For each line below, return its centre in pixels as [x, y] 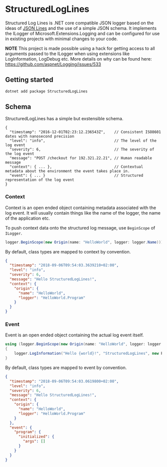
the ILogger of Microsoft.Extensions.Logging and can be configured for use [83, 33]
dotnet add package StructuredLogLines [46, 91]
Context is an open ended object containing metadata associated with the [81, 208]
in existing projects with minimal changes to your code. [62, 39]
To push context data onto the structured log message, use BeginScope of [80, 228]
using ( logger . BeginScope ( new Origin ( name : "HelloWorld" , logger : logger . [84, 344]
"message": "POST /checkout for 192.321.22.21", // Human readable [81, 158]
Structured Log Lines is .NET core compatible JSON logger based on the [80, 23]
